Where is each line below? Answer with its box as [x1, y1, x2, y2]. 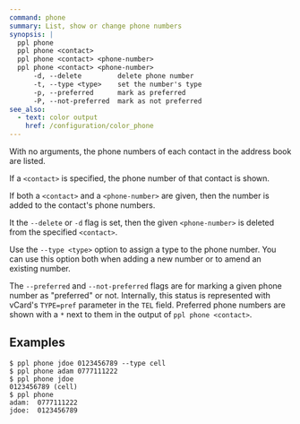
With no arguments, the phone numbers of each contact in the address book [9, 146, 292, 157]
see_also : [9, 105, 47, 114]
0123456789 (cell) [9, 382, 78, 391]
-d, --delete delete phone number [32, 72, 194, 81]
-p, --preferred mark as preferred [32, 88, 186, 97]
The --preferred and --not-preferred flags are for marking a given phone [9, 281, 282, 291]
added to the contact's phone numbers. [9, 200, 156, 211]
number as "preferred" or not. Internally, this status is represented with [9, 290, 271, 300]
